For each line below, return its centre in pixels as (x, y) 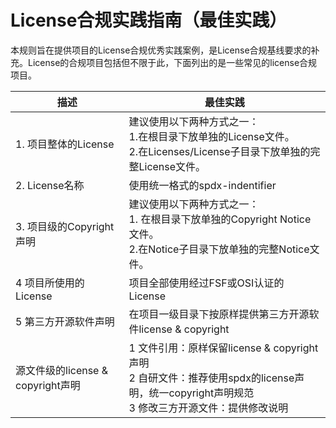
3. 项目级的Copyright (65, 226)
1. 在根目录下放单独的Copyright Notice (220, 219)
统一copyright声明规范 (201, 393)
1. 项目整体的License (65, 144)
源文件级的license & (62, 370)
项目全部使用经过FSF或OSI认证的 (206, 283)
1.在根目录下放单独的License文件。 (211, 136)
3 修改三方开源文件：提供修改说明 (208, 408)
